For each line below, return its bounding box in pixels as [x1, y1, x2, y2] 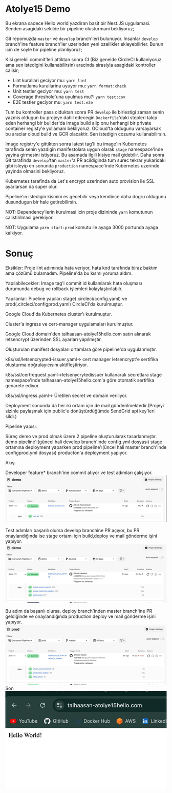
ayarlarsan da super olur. [5, 183, 58, 190]
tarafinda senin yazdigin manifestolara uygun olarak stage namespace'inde [5, 146, 164, 152]
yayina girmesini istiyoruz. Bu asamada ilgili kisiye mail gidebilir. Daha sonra [5, 152, 165, 158]
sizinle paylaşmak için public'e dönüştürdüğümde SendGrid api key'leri [5, 408, 155, 414]
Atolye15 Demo [5, 3, 71, 15]
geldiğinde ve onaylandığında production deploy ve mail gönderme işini [5, 613, 156, 619]
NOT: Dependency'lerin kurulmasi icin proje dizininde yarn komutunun [5, 209, 153, 215]
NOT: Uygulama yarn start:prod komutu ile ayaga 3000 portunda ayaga [5, 224, 159, 230]
